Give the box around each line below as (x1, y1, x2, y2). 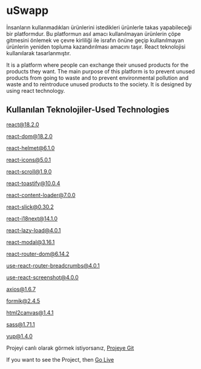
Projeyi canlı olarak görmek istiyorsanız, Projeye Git (6, 344, 134, 351)
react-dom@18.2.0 (6, 132, 53, 140)
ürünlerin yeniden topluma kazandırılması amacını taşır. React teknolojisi (6, 43, 186, 50)
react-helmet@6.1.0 (6, 144, 55, 152)
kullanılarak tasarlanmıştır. (6, 49, 71, 56)
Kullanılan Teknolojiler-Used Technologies (6, 104, 170, 115)
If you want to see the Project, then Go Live (6, 356, 114, 363)
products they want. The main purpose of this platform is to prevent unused (6, 67, 195, 75)
